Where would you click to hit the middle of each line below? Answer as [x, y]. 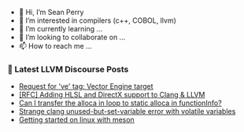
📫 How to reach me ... [55, 46]
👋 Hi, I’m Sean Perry [51, 12]
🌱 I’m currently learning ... [61, 29]
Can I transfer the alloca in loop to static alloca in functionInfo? [120, 103]
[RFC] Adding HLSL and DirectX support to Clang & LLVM [112, 95]
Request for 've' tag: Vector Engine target [86, 86]
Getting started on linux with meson [76, 120]
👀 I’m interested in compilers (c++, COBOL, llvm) [97, 20]
